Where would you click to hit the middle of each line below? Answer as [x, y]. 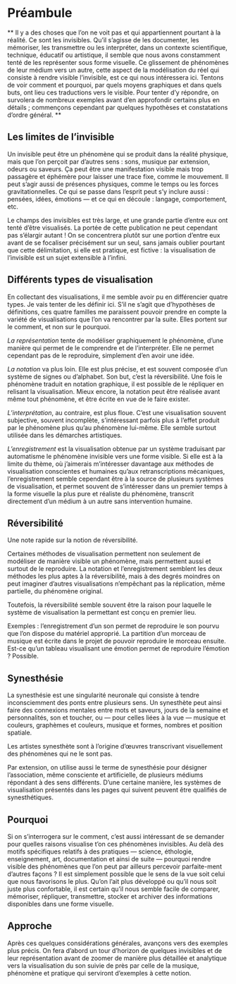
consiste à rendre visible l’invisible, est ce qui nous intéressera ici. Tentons [116, 77]
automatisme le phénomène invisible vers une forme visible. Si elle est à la [115, 456]
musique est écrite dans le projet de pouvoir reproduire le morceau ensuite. [117, 641]
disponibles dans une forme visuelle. [61, 904]
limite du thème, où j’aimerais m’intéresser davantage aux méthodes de [111, 464]
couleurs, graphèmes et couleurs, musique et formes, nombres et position [115, 725]
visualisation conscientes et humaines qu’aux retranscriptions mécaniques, [116, 471]
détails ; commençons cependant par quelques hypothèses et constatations [118, 107]
